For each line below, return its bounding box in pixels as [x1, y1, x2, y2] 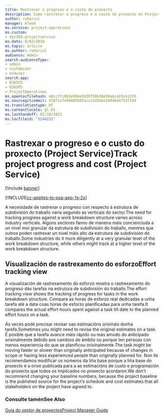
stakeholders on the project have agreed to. [5, 384, 93, 390]
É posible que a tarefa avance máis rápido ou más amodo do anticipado [5, 332, 149, 338]
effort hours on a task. [5, 312, 50, 318]
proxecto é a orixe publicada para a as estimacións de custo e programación [5, 363, 159, 369]
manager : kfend [5, 21, 36, 26]
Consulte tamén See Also [5, 396, 65, 403]
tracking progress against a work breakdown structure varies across [5, 214, 143, 221]
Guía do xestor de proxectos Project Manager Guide [5, 407, 108, 413]
